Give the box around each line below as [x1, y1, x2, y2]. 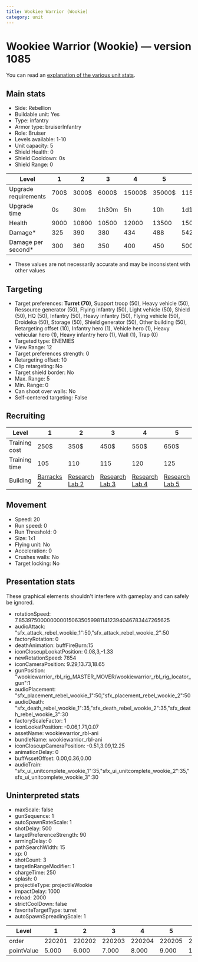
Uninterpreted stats [6, 790, 80, 801]
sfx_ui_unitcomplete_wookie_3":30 [14, 773, 99, 781]
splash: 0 [14, 875, 37, 882]
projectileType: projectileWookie [14, 882, 93, 889]
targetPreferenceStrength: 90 [14, 831, 87, 838]
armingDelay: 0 [14, 837, 52, 845]
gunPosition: [14, 667, 45, 674]
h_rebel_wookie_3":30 [14, 710, 69, 718]
